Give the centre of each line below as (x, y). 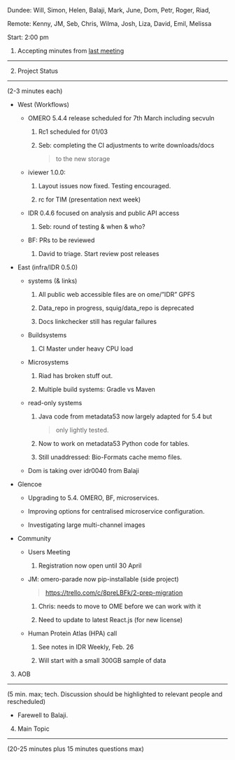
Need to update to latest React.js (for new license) (111, 620)
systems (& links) (52, 281)
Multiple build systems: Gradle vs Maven (97, 389)
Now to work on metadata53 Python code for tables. (114, 443)
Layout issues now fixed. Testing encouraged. (105, 186)
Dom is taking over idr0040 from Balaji (84, 471)
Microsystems (48, 362)
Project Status (37, 71)
